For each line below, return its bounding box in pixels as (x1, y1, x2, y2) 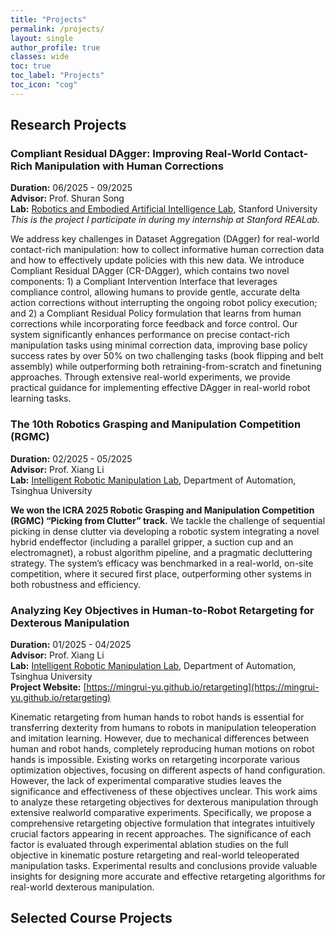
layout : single (10, 33, 74, 43)
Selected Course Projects (10, 910, 173, 927)
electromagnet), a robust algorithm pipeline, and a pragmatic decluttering (10, 546, 313, 558)
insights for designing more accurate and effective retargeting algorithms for (10, 871, 326, 883)
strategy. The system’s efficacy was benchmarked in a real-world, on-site (10, 557, 314, 569)
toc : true (10, 61, 52, 71)
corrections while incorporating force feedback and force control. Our (10, 318, 298, 330)
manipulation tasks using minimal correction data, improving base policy (10, 339, 308, 351)
